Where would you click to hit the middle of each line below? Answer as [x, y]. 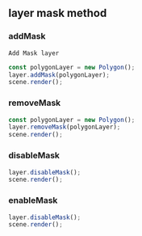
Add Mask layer [34, 53]
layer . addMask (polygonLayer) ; [59, 75]
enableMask [33, 200]
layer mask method [58, 13]
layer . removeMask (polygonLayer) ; [65, 127]
